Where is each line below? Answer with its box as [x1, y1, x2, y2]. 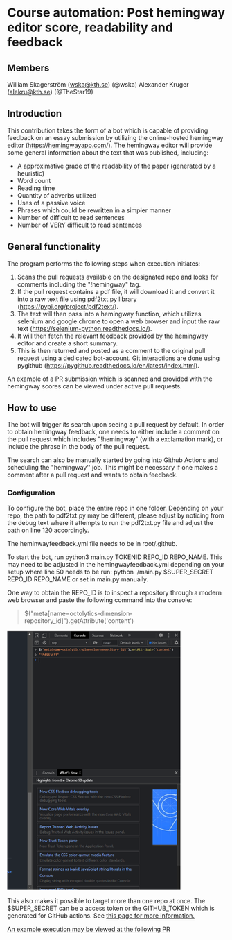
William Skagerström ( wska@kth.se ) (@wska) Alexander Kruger [7, 80, 189, 88]
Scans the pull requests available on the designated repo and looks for [17, 273, 219, 281]
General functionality [7, 241, 101, 253]
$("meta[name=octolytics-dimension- [24, 609, 133, 617]
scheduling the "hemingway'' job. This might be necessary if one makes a [7, 463, 218, 472]
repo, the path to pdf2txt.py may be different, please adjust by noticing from [7, 511, 224, 520]
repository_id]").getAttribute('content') [24, 616, 134, 625]
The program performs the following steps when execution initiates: [7, 259, 201, 268]
